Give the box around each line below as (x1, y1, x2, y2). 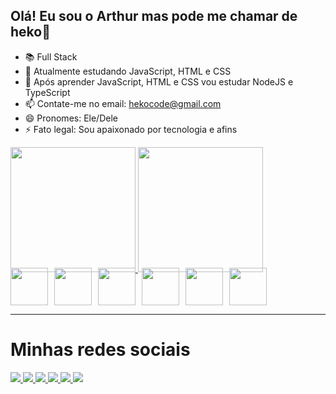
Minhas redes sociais (10, 339, 191, 361)
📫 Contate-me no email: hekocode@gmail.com (24, 97, 222, 109)
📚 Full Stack (24, 50, 78, 63)
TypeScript (24, 86, 71, 98)
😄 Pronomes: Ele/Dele (24, 112, 118, 124)
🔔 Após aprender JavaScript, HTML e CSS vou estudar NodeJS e (24, 75, 294, 88)
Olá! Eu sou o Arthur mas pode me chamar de (10, 8, 298, 25)
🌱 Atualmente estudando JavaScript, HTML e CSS (24, 65, 232, 77)
